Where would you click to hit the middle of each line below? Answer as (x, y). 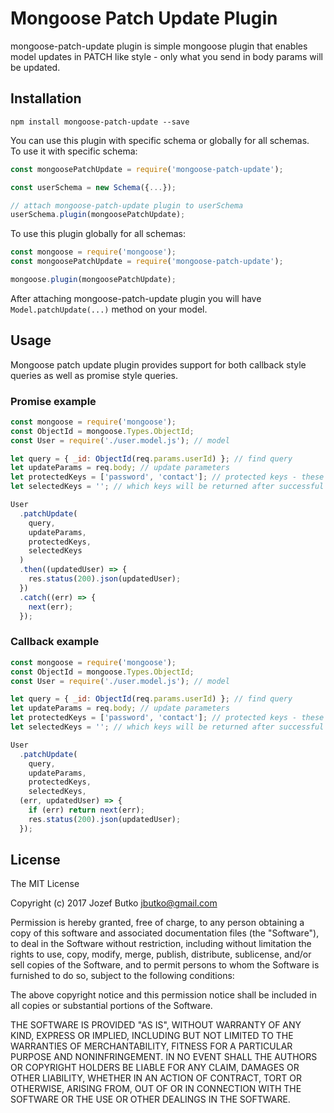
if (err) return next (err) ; (86, 810)
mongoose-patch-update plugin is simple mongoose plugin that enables (159, 46)
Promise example (53, 401)
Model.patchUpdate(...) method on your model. (109, 309)
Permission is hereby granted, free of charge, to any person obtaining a (157, 923)
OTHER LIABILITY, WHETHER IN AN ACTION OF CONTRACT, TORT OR (156, 1078)
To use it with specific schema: (74, 151)
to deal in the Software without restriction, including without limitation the (161, 944)
